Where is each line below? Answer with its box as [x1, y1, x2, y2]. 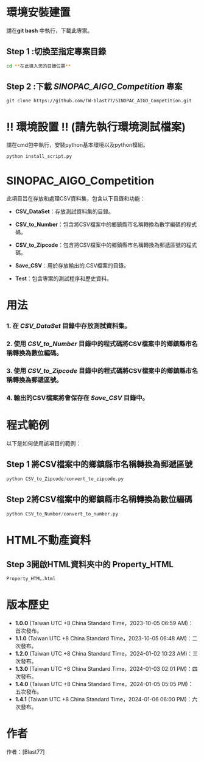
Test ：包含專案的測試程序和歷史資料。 [15, 275, 113, 282]
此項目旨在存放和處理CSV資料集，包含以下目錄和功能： [6, 195, 146, 202]
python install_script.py [6, 154, 72, 160]
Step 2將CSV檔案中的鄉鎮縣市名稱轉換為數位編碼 [6, 494, 193, 504]
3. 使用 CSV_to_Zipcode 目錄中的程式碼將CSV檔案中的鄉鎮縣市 [6, 367, 192, 375]
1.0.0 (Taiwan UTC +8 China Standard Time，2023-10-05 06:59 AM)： [15, 620, 194, 627]
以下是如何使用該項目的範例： [6, 440, 81, 447]
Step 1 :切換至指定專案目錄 [6, 46, 107, 57]
